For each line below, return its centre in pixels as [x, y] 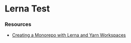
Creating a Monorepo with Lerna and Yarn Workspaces [69, 35]
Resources [18, 24]
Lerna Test [27, 9]
